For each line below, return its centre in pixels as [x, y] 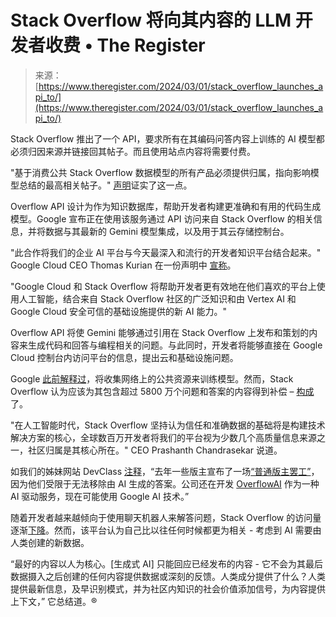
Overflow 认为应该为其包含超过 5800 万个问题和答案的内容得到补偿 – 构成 [162, 391]
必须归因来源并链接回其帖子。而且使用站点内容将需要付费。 [133, 151]
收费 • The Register [125, 45]
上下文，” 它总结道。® [54, 601]
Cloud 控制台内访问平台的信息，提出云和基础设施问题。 [124, 357]
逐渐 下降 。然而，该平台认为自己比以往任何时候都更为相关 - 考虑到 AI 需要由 [166, 530]
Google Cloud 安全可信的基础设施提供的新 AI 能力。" [118, 311]
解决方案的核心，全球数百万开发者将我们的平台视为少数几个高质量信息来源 [163, 437]
